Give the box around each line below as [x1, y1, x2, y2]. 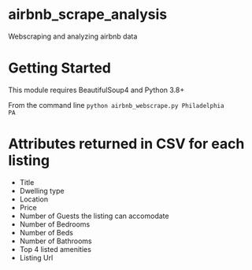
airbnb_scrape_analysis [8, 6, 168, 24]
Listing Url [19, 253, 54, 262]
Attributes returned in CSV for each [8, 135, 245, 153]
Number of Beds [19, 227, 73, 237]
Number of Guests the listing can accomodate [19, 211, 169, 220]
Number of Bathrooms [19, 236, 92, 246]
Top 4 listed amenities [19, 244, 92, 253]
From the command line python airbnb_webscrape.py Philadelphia [8, 100, 224, 109]
